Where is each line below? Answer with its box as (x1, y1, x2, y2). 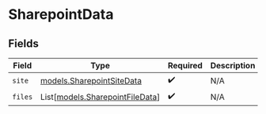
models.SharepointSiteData (40, 75, 142, 86)
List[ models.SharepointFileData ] (40, 91, 161, 102)
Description (210, 61, 256, 71)
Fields (8, 37, 40, 50)
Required (167, 61, 203, 71)
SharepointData (8, 6, 114, 24)
